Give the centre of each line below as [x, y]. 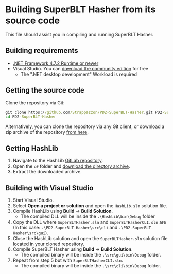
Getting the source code [45, 90]
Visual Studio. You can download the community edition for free [80, 68]
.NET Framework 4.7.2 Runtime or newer [56, 63]
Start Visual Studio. [33, 200]
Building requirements [42, 51]
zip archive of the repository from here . [47, 132]
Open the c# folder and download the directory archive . [71, 166]
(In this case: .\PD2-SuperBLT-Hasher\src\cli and [65, 227]
